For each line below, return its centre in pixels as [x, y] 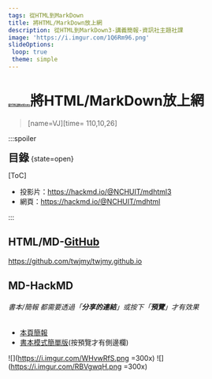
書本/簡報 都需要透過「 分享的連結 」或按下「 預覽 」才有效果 [104, 307]
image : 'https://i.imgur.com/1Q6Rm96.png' [79, 37]
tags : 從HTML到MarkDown [46, 15]
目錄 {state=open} [41, 157]
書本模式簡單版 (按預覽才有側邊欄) [74, 343]
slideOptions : [32, 45]
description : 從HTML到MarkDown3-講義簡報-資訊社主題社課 [96, 30]
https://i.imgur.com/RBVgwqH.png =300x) [79, 366]
